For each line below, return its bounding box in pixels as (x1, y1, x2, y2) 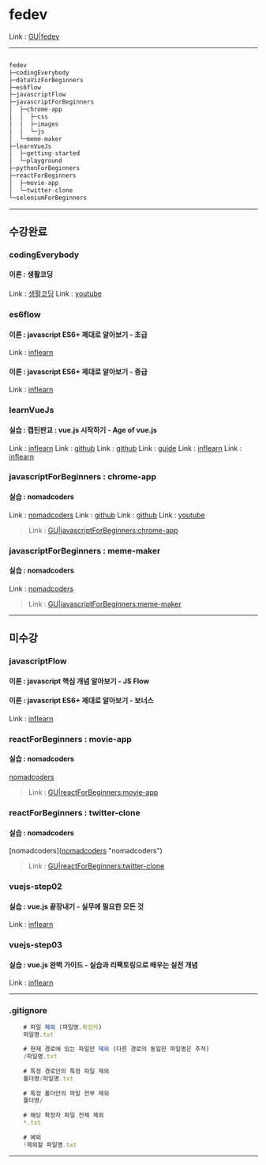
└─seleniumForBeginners (9, 194, 88, 202)
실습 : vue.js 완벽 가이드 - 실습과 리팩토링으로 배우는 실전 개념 (9, 959, 198, 970)
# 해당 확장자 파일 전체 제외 (23, 1111, 104, 1120)
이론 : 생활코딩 (9, 270, 54, 279)
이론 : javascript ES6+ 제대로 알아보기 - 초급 (9, 330, 148, 339)
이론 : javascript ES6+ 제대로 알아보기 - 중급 (9, 366, 148, 376)
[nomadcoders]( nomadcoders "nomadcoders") (9, 846, 163, 856)
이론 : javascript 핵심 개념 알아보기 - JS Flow (9, 676, 149, 686)
